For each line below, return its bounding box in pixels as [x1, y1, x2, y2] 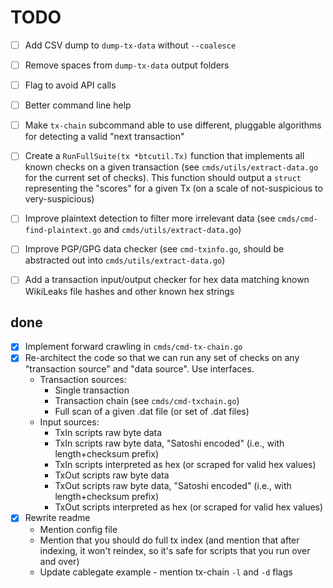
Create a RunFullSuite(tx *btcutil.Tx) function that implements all [24, 150, 305, 162]
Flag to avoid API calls [24, 79, 117, 91]
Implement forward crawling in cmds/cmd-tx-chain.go [24, 341, 243, 353]
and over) [39, 555, 80, 567]
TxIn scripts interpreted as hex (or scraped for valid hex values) [54, 459, 317, 471]
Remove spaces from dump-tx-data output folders [24, 59, 230, 71]
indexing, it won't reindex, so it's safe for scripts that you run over [39, 544, 311, 556]
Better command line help [24, 99, 132, 111]
